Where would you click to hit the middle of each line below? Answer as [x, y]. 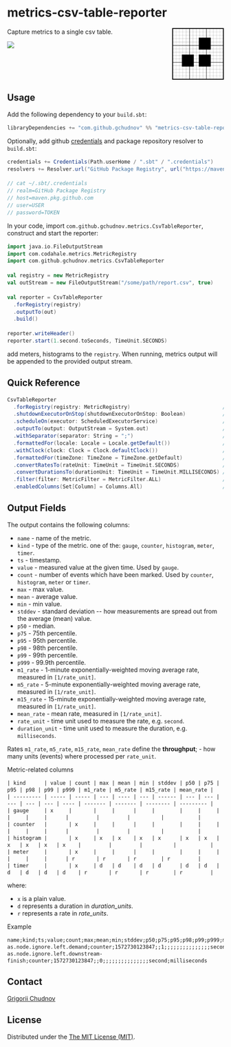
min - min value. [39, 604]
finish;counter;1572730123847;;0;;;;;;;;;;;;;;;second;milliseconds [107, 961]
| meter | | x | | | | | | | [113, 852]
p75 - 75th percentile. [47, 633]
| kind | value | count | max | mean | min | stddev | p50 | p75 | [113, 783]
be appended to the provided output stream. [70, 361]
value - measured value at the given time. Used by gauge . [98, 567]
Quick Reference [44, 383]
